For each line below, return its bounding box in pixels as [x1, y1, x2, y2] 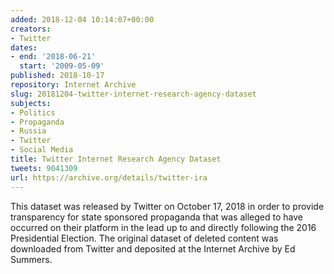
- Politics [10, 107, 56, 118]
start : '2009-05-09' [19, 61, 105, 71]
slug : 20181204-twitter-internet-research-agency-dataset [10, 89, 257, 99]
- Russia [10, 126, 47, 136]
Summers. [10, 253, 53, 265]
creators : [10, 24, 52, 34]
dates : [10, 42, 38, 53]
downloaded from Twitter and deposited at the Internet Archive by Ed [10, 242, 296, 255]
